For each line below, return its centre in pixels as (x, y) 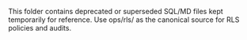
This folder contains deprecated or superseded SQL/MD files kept (116, 11)
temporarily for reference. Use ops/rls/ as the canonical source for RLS (124, 20)
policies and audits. (40, 28)
